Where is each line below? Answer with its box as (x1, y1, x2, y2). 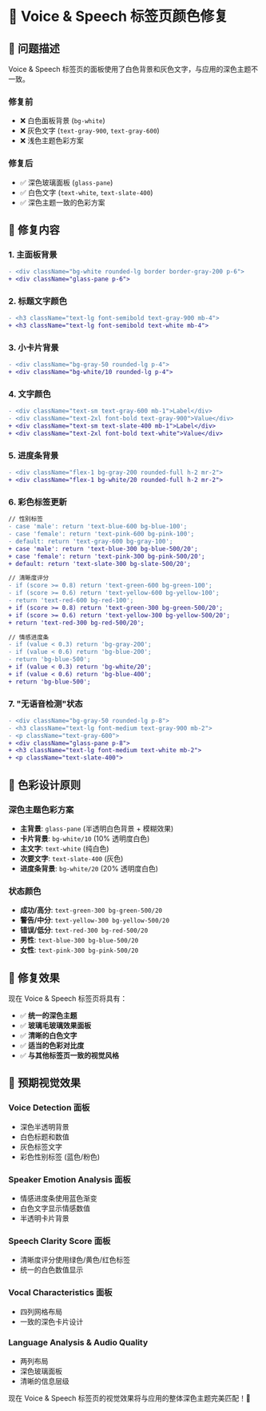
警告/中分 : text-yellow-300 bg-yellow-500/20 (19, 915, 170, 925)
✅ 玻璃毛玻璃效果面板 (19, 1020, 92, 1030)
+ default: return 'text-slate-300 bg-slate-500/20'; (8, 560, 192, 568)
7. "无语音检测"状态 (8, 698, 83, 709)
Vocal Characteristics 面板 (8, 1287, 113, 1298)
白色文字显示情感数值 (19, 1203, 90, 1213)
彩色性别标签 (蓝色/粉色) (19, 1152, 100, 1162)
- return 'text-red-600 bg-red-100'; (8, 596, 134, 604)
